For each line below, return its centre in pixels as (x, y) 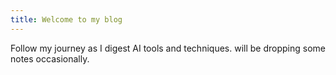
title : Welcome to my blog (66, 19)
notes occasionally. (50, 58)
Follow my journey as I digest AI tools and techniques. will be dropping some (168, 48)
